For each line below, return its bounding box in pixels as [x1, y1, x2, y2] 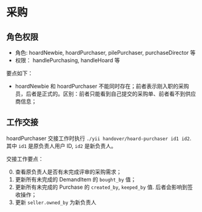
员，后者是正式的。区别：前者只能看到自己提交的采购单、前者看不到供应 [15, 90, 196, 97]
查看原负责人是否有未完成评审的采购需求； [15, 168, 122, 175]
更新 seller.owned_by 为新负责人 [15, 199, 97, 206]
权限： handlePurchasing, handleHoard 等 [15, 57, 120, 64]
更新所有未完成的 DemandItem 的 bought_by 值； [15, 175, 136, 183]
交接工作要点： [6, 155, 44, 162]
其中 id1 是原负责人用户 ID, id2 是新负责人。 [6, 142, 116, 149]
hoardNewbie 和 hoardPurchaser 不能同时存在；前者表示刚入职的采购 [15, 83, 189, 90]
